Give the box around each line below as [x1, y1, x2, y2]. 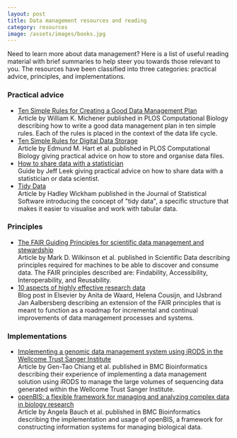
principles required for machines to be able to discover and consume [17, 261, 219, 269]
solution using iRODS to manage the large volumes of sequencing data [17, 378, 224, 386]
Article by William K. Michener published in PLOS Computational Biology [17, 114, 229, 122]
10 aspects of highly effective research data [17, 283, 146, 292]
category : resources [7, 23, 69, 31]
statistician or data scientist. [17, 174, 100, 182]
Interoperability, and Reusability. [17, 275, 112, 284]
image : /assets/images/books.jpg [7, 30, 106, 38]
